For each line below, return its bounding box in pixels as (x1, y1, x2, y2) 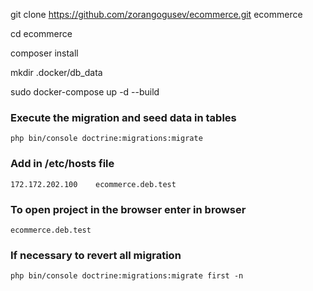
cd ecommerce (10, 28, 73, 39)
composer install (10, 47, 79, 59)
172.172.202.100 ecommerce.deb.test (10, 179, 177, 189)
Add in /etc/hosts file (10, 157, 115, 171)
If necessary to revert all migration (10, 248, 182, 262)
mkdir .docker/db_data (10, 67, 103, 78)
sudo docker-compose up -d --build (10, 86, 160, 98)
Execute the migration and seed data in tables (10, 110, 237, 124)
